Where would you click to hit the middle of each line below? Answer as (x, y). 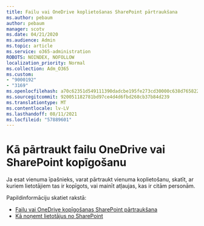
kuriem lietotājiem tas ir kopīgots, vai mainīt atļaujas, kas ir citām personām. (101, 186)
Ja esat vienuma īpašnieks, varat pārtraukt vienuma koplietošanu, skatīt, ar (100, 180)
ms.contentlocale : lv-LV (38, 108)
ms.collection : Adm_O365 (38, 69)
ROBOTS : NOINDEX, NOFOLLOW (40, 57)
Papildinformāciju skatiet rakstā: (46, 198)
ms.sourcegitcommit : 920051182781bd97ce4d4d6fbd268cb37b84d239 (88, 97)
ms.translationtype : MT (36, 102)
